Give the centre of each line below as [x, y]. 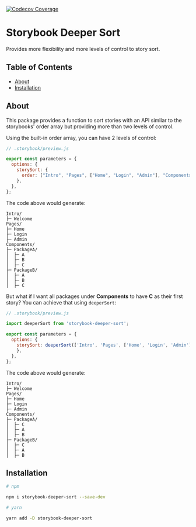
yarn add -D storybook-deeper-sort [49, 518]
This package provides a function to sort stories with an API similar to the [94, 120]
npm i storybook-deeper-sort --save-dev [56, 497]
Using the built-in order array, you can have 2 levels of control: [81, 138]
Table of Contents [39, 67]
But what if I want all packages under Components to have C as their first [94, 296]
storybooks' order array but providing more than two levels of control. [90, 126]
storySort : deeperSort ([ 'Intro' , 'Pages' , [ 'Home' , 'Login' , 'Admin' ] [104, 345]
